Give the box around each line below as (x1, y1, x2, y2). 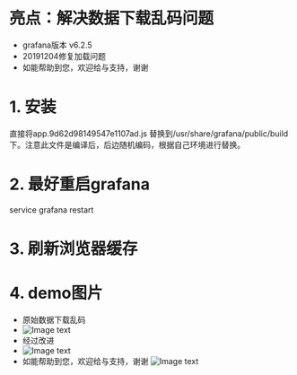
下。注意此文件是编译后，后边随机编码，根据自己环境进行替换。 (9, 139, 245, 150)
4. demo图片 (9, 283, 103, 303)
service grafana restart (9, 204, 94, 215)
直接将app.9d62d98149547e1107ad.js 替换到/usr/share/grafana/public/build (9, 127, 289, 139)
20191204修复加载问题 (22, 50, 106, 61)
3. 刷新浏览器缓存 (9, 239, 138, 258)
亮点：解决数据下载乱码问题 (9, 8, 214, 29)
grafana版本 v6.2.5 (22, 39, 92, 50)
